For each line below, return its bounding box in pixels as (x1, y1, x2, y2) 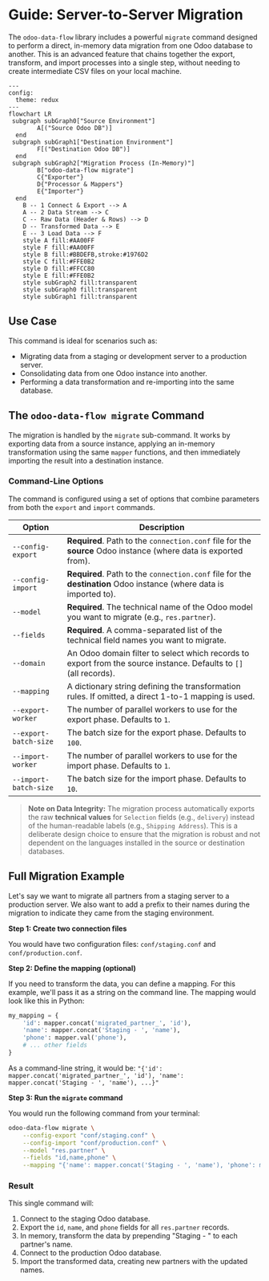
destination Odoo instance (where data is (66, 578, 224, 590)
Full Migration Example (8, 870, 126, 883)
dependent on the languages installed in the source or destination (27, 838, 246, 847)
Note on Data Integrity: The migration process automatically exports (27, 803, 255, 813)
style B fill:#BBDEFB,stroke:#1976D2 (22, 251, 149, 259)
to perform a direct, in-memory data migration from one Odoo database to (8, 40, 254, 50)
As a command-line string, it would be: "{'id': (8, 1063, 163, 1073)
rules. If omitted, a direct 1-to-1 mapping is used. (66, 691, 255, 702)
